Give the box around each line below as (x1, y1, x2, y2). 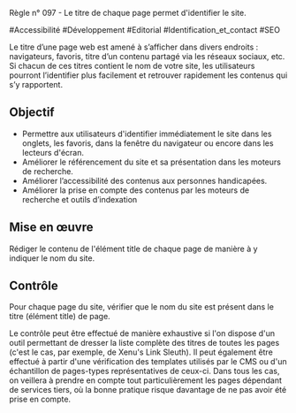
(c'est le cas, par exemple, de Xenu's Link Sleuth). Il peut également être (9, 347, 274, 357)
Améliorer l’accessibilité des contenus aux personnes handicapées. (21, 175, 268, 186)
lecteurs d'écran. (21, 147, 84, 157)
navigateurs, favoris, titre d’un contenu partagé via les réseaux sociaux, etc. (9, 51, 285, 61)
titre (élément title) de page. (9, 311, 110, 322)
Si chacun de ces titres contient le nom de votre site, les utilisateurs (9, 61, 255, 71)
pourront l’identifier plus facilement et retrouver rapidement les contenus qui (9, 70, 288, 80)
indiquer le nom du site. (9, 252, 95, 264)
